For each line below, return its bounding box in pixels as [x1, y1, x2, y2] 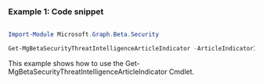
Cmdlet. [168, 67, 195, 76]
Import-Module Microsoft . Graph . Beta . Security [8, 30, 159, 39]
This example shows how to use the [8, 59, 124, 68]
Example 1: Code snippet [8, 6, 104, 17]
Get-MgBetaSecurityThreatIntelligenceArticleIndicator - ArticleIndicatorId [8, 45, 261, 53]
